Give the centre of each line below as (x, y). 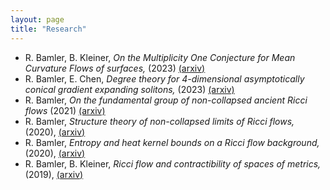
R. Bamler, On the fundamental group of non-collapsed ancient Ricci (166, 100)
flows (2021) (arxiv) (65, 110)
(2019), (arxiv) (54, 174)
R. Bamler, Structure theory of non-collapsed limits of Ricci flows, (159, 121)
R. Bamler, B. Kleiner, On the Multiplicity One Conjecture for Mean (160, 57)
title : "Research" (48, 29)
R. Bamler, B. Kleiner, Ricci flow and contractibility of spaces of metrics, (173, 163)
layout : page (37, 19)
